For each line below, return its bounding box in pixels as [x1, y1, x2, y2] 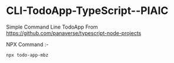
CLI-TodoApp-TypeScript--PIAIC [6, 4, 169, 17]
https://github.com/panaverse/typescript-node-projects [6, 29, 142, 36]
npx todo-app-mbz [6, 52, 49, 58]
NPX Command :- [6, 41, 49, 48]
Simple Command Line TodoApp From [6, 23, 98, 30]
